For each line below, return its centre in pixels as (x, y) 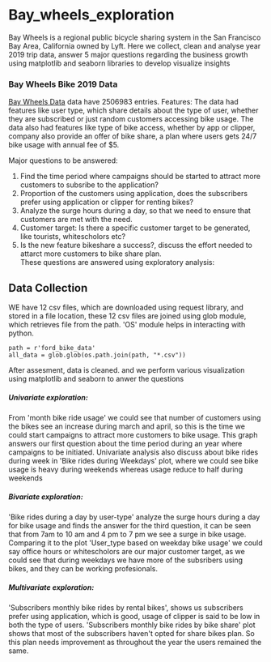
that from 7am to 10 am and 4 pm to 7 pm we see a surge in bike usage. (127, 534)
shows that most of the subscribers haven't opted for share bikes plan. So (131, 633)
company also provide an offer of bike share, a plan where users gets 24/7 (133, 136)
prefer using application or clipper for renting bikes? (107, 202)
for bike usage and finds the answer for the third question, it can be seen (130, 525)
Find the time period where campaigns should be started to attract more (140, 177)
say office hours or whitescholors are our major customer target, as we (127, 551)
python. (21, 333)
